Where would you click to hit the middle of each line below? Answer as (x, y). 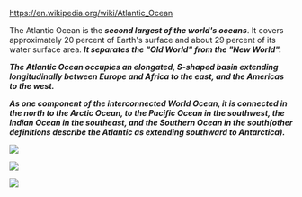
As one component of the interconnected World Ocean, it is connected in (148, 103)
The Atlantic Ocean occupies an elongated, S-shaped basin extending (144, 67)
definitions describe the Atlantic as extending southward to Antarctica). (147, 132)
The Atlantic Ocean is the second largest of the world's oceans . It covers (147, 30)
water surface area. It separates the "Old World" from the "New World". (146, 49)
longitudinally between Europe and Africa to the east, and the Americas (147, 76)
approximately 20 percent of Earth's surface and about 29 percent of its (142, 40)
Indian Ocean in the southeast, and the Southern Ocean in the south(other (151, 122)
